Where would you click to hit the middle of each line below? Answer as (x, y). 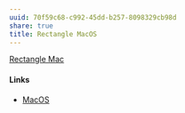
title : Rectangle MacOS (53, 34)
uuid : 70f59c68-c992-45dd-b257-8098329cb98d (93, 17)
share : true (31, 26)
